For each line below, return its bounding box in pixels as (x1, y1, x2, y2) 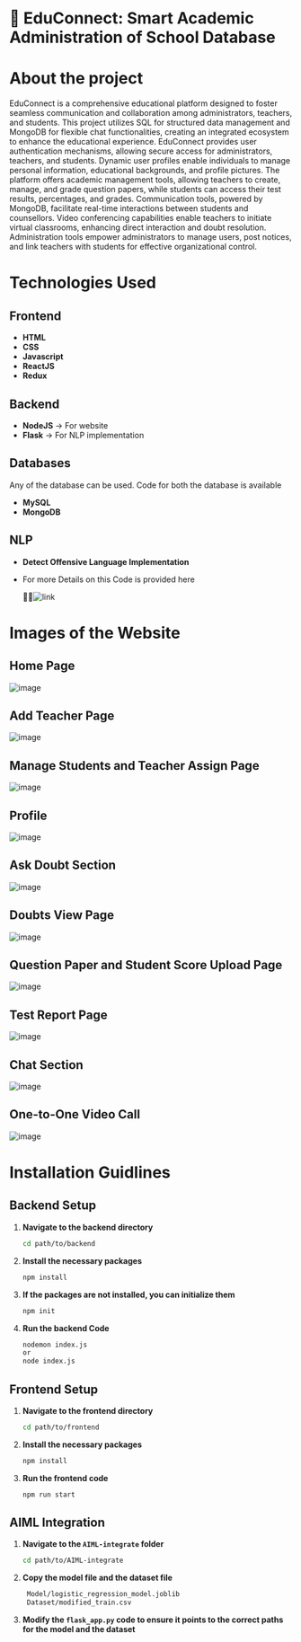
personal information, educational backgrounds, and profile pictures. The (9, 165, 280, 176)
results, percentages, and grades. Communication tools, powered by (9, 193, 263, 205)
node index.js (22, 1356, 75, 1366)
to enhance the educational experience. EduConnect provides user (9, 137, 258, 147)
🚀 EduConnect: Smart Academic (9, 8, 254, 29)
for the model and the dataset (22, 1624, 136, 1634)
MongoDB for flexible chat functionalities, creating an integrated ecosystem (9, 127, 289, 137)
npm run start (22, 1490, 75, 1499)
